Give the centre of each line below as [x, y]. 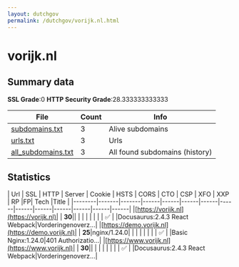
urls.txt [22, 140]
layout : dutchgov [33, 14]
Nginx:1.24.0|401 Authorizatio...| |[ [58, 241]
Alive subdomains [139, 129]
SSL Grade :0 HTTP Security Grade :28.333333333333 [88, 99]
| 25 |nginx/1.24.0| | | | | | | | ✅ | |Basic [133, 233]
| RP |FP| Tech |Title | [39, 202]
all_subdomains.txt [42, 152]
